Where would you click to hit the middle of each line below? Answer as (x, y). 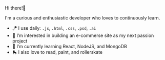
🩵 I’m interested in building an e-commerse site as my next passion (83, 35)
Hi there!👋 (15, 8)
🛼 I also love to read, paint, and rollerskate (57, 52)
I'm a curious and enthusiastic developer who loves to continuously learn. (82, 18)
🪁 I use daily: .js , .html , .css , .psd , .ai (54, 28)
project (20, 41)
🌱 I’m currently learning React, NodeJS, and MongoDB (70, 46)
